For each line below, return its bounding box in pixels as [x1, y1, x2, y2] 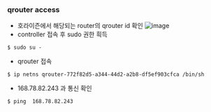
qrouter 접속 [17, 57, 52, 65]
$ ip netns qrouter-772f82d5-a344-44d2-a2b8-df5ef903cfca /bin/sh [7, 71, 205, 78]
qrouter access [7, 5, 60, 15]
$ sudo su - [7, 44, 42, 51]
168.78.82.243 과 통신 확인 [17, 84, 92, 93]
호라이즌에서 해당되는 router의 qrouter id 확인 [17, 22, 143, 30]
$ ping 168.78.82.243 [7, 98, 73, 105]
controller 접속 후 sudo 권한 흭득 [17, 30, 108, 39]
